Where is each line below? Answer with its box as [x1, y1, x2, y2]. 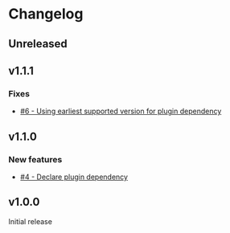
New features [8, 153, 63, 165]
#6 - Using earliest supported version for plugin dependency [19, 106, 222, 117]
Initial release [8, 216, 52, 226]
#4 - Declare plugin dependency [19, 172, 129, 182]
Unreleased [8, 37, 68, 51]
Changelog [8, 5, 84, 23]
